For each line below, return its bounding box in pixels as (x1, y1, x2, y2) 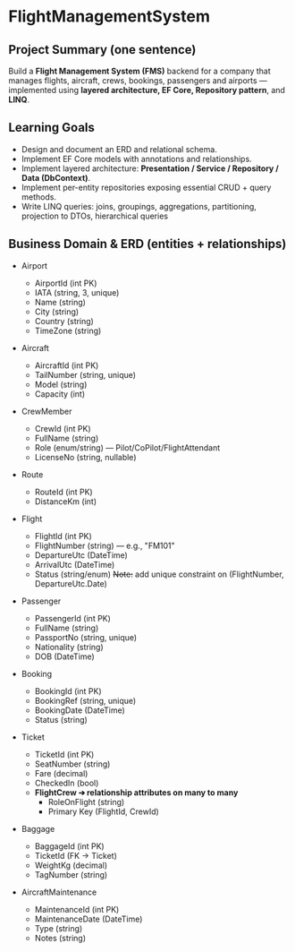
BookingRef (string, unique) (34, 695, 137, 706)
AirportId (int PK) (34, 278, 97, 288)
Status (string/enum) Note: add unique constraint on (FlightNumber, (34, 569, 284, 579)
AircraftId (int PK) (34, 360, 99, 371)
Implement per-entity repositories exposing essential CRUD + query (21, 182, 272, 193)
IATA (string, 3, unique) (34, 287, 120, 297)
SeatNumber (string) (34, 759, 111, 769)
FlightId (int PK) (34, 530, 93, 541)
